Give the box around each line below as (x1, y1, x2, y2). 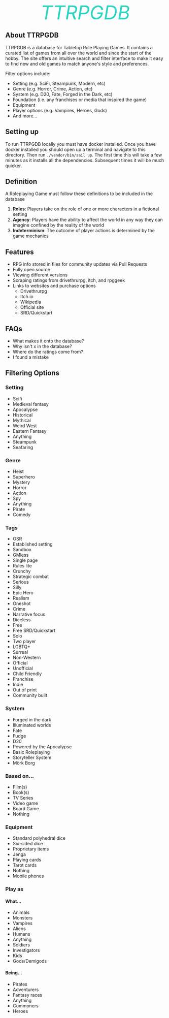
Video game (12, 800, 38, 806)
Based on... (5, 772, 35, 779)
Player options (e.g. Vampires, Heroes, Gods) (12, 107, 108, 113)
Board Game (12, 805, 39, 811)
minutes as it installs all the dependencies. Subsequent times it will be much (5, 157, 164, 163)
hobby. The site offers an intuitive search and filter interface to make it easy (5, 55, 163, 61)
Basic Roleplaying (12, 749, 50, 755)
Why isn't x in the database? (12, 343, 72, 349)
